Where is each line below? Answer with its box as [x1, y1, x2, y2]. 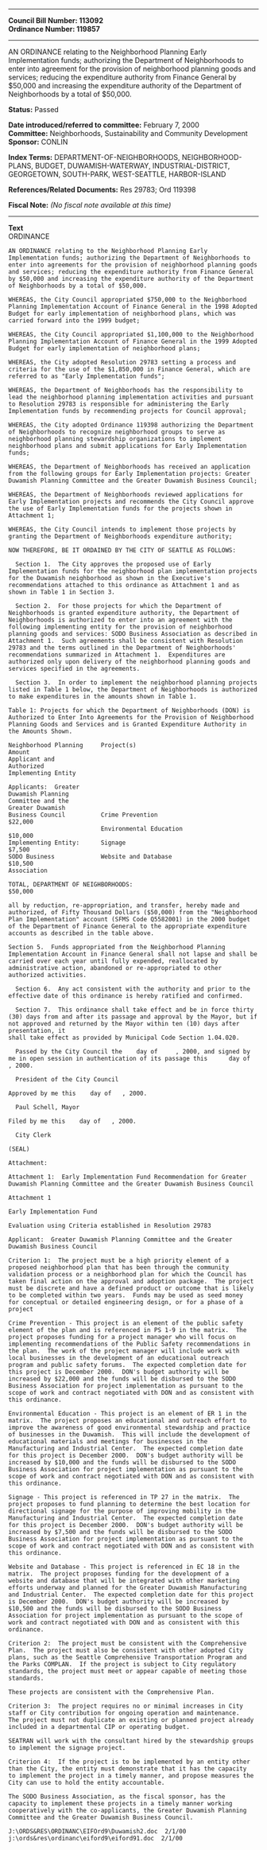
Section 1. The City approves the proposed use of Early [15, 560, 212, 568]
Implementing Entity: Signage [8, 839, 126, 847]
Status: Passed [8, 105, 60, 114]
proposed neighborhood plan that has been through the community [8, 1264, 229, 1272]
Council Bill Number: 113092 [8, 16, 103, 25]
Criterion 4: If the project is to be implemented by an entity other [8, 1758, 250, 1766]
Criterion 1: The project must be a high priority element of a [8, 1256, 229, 1264]
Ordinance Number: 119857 [8, 25, 101, 33]
